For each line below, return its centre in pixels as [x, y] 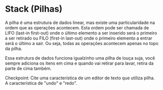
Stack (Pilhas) [34, 9]
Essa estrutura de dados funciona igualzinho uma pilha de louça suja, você [80, 58]
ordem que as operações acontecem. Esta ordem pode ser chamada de [77, 27]
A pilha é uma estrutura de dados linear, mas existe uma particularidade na [80, 22]
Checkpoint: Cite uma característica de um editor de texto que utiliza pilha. [80, 78]
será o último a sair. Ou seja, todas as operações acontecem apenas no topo [82, 43]
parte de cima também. [28, 68]
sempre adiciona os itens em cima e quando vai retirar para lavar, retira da [80, 63]
